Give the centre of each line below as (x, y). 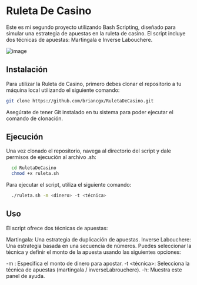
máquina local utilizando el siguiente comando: (63, 90)
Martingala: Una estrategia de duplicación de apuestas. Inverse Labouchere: (98, 239)
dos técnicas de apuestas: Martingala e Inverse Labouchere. (79, 39)
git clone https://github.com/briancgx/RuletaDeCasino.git (80, 101)
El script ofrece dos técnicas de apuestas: (57, 228)
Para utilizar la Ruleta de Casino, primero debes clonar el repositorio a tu (94, 84)
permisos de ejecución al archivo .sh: (51, 157)
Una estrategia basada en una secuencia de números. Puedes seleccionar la (99, 246)
